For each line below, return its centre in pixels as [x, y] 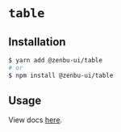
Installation [37, 42]
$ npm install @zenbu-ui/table [61, 75]
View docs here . [35, 120]
